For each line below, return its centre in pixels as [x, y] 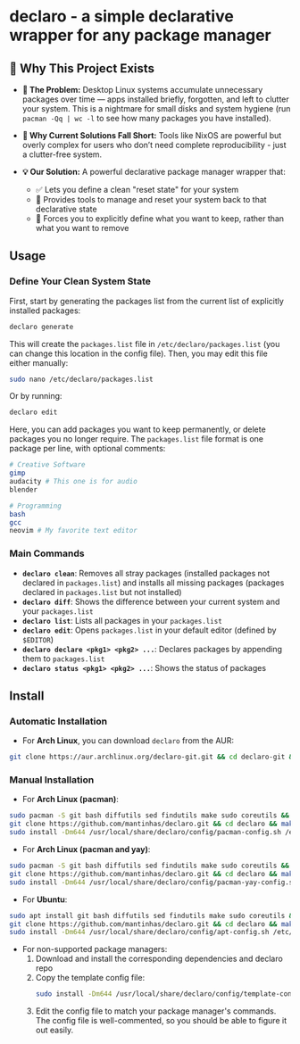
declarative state [66, 209]
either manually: [39, 362]
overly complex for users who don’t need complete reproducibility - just [154, 145]
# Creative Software [48, 465]
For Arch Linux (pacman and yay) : [86, 849]
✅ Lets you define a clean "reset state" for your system [137, 190]
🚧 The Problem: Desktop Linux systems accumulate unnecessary [142, 90]
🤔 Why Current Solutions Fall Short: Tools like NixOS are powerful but [152, 135]
